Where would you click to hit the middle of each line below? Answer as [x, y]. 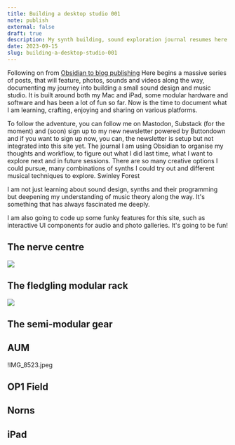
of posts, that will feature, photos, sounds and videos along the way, [106, 80]
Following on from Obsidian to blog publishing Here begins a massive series [117, 73]
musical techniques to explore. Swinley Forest [74, 175]
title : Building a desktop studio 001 [64, 14]
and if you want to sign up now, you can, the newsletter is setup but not [110, 138]
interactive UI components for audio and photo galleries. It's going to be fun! [117, 225]
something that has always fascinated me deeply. [79, 204]
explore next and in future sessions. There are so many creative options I [113, 160]
